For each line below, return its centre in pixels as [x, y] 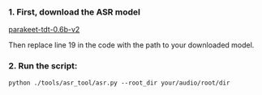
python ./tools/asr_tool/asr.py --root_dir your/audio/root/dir [119, 83]
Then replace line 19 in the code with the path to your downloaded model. [131, 45]
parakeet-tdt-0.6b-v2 [44, 30]
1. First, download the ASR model [74, 12]
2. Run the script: [43, 66]
